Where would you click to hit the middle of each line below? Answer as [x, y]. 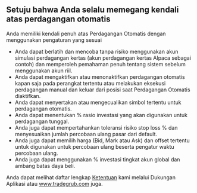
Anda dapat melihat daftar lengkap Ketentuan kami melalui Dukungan [91, 177]
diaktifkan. [28, 96]
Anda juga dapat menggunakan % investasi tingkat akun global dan [97, 159]
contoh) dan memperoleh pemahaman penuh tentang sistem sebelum [100, 64]
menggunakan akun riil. [43, 71]
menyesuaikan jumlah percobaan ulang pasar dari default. [86, 134]
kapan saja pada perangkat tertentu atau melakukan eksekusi [90, 83]
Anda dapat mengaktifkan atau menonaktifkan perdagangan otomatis [100, 76]
